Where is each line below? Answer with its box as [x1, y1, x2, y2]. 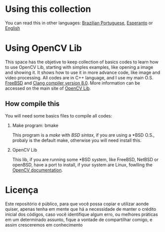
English [5, 25, 20, 31]
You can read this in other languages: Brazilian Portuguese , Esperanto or [5, 20, 153, 26]
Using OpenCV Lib [5, 43, 82, 54]
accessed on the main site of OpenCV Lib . [5, 85, 91, 91]
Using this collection [5, 3, 91, 15]
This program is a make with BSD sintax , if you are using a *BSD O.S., [12, 132, 155, 138]
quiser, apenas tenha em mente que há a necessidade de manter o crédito [5, 206, 157, 212]
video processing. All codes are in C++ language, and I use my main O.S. [5, 74, 154, 80]
